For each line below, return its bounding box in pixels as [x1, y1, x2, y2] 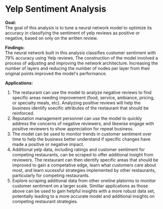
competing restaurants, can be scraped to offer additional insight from [12, 151, 154, 157]
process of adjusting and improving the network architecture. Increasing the [5, 60, 158, 66]
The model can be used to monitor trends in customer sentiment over [12, 131, 152, 137]
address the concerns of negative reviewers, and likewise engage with [12, 121, 155, 126]
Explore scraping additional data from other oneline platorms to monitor [12, 177, 156, 184]
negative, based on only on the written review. [5, 35, 98, 41]
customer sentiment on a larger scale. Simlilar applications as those [12, 183, 148, 188]
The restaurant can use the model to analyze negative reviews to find [12, 89, 152, 95]
